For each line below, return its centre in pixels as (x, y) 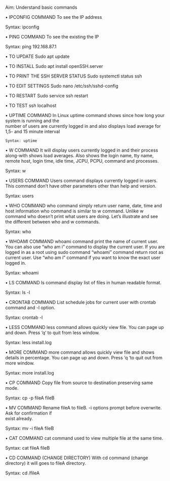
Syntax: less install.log (29, 342)
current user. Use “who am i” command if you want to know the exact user (83, 257)
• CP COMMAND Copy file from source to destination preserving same (79, 383)
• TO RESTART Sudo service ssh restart (47, 96)
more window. (20, 363)
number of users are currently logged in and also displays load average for (83, 126)
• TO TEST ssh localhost (31, 105)
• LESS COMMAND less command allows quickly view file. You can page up (85, 327)
